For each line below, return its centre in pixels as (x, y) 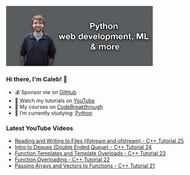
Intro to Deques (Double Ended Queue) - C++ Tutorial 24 (83, 147)
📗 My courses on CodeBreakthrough (59, 107)
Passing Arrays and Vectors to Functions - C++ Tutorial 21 (85, 166)
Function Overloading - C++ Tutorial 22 (62, 160)
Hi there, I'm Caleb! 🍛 (37, 79)
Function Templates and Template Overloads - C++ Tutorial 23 (90, 153)
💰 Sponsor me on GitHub (45, 92)
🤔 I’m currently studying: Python (53, 113)
